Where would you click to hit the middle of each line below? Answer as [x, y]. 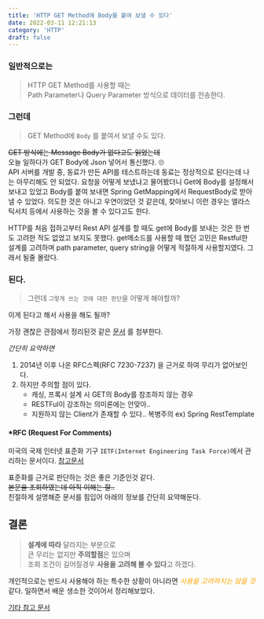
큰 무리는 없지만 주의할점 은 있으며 [79, 555]
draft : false [29, 37]
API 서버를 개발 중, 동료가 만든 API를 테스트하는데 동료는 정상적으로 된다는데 [125, 172]
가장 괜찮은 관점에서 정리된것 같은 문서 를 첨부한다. [86, 331]
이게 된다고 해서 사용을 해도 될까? [59, 315]
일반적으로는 [31, 66]
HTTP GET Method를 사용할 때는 [79, 85]
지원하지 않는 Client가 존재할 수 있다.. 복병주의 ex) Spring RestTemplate [143, 414]
